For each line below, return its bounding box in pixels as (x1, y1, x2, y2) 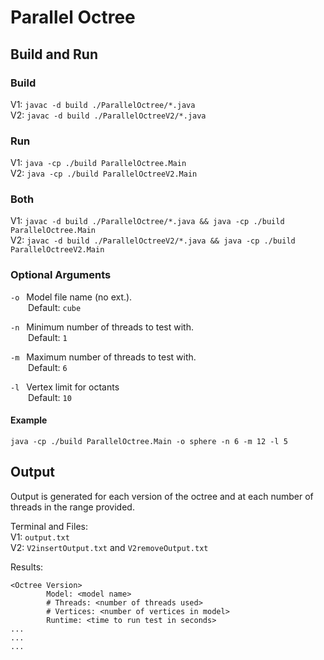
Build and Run (10, 46, 98, 63)
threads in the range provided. (10, 501, 135, 513)
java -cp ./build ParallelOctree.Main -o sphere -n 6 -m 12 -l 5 (10, 436, 288, 446)
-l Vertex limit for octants (10, 381, 120, 393)
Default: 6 (28, 361, 68, 373)
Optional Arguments (10, 268, 112, 282)
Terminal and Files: (10, 520, 88, 532)
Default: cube (28, 301, 82, 313)
